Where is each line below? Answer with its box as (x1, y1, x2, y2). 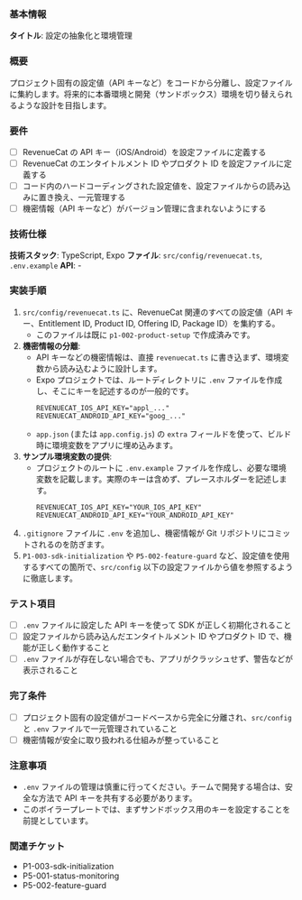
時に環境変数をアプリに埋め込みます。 (35, 439, 178, 450)
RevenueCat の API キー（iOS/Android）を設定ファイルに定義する (22, 146, 267, 157)
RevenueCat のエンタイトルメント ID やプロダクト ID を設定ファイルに (22, 158, 285, 169)
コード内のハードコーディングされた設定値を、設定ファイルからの (22, 180, 268, 191)
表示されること (22, 665, 78, 675)
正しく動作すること (38, 642, 110, 653)
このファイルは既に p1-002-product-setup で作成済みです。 (35, 329, 255, 340)
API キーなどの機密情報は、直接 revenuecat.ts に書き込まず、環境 (35, 352, 281, 363)
